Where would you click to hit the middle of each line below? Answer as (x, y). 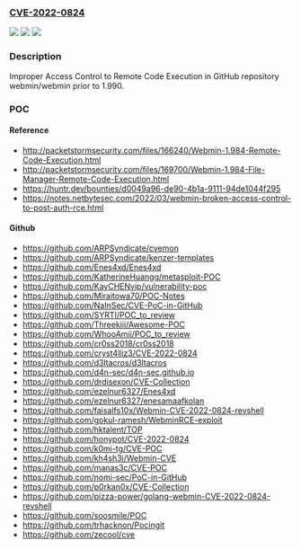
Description (35, 57)
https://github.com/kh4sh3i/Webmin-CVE (99, 458)
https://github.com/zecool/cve (79, 534)
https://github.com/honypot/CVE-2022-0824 (106, 438)
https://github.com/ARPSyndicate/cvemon (101, 248)
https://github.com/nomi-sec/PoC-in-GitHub (104, 477)
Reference (29, 130)
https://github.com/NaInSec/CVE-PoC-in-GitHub (112, 305)
